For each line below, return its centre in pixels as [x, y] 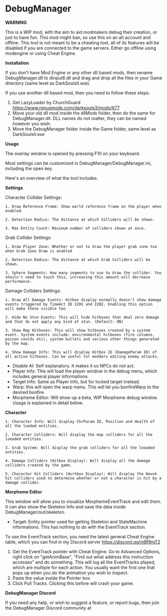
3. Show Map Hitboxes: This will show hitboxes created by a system [78, 330]
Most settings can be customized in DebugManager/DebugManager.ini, [79, 163]
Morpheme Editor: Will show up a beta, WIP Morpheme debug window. [85, 397]
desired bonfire [28, 392]
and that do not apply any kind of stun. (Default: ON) [64, 322]
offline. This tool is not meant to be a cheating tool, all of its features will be [82, 42]
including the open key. [29, 168]
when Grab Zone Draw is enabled [39, 251]
